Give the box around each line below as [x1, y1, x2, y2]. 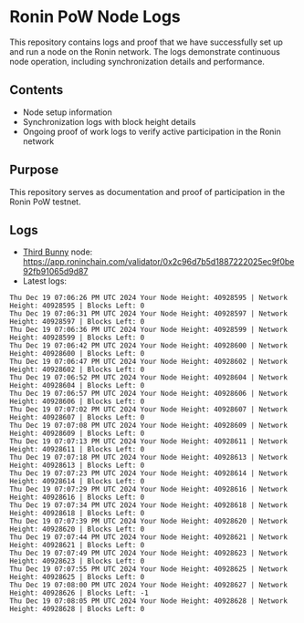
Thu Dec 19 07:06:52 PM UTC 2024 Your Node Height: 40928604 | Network [9, 373, 288, 382]
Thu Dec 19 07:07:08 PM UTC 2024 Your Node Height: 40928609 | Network [9, 421, 288, 431]
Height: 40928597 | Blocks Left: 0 [9, 317, 145, 327]
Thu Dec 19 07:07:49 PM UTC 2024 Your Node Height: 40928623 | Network [9, 549, 288, 558]
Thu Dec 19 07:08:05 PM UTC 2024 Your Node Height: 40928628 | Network [9, 597, 288, 606]
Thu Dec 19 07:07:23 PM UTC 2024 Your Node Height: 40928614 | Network [9, 469, 288, 478]
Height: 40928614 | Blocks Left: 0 [9, 477, 145, 486]
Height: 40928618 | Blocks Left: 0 [9, 509, 145, 518]
